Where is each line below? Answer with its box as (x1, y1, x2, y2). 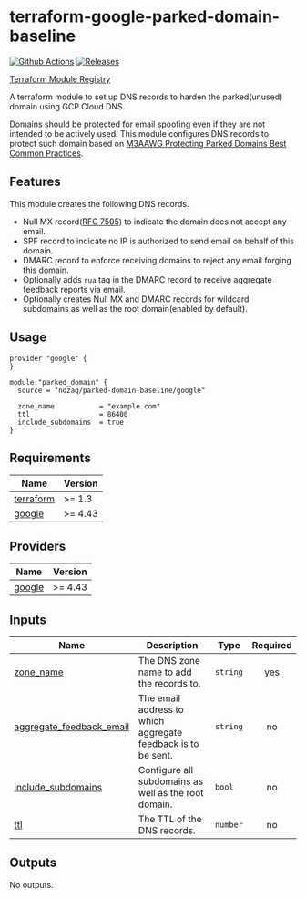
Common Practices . (9, 148, 84, 159)
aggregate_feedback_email (14, 720, 130, 733)
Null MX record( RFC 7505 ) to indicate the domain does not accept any (22, 216, 287, 227)
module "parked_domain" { (9, 377, 107, 387)
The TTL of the (138, 813, 202, 825)
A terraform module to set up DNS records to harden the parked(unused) (9, 91, 283, 102)
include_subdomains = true (17, 418, 125, 427)
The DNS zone (138, 655, 200, 666)
